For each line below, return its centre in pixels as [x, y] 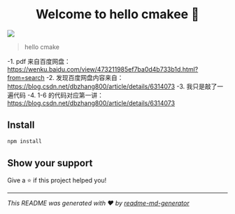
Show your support [50, 163]
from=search [26, 77]
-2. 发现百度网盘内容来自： [85, 77]
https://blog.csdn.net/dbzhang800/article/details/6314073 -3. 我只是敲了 [112, 86]
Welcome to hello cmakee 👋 [117, 14]
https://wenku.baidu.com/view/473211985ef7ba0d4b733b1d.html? [103, 69]
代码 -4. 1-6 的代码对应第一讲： [58, 95]
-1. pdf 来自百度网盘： [39, 61]
